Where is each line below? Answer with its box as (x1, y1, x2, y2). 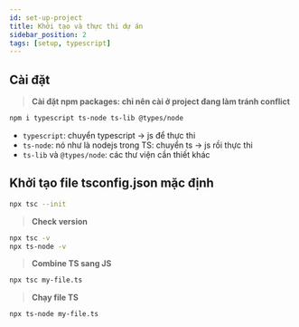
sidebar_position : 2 (9, 30, 88, 39)
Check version (31, 216, 89, 226)
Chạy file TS (31, 292, 79, 303)
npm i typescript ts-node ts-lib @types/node (9, 114, 183, 123)
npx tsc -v (9, 233, 51, 243)
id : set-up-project (9, 13, 83, 23)
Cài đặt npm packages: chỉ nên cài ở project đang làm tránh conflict (31, 96, 291, 107)
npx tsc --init (9, 199, 67, 208)
